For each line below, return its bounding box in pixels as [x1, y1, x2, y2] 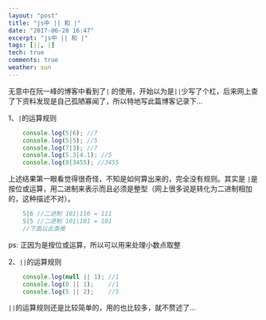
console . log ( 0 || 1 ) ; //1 [22, 280, 119, 288]
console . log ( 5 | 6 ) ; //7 [22, 129, 98, 137]
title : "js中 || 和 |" [8, 19, 81, 27]
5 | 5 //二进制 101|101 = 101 [22, 217, 112, 225]
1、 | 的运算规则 [8, 113, 57, 123]
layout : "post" [8, 11, 59, 20]
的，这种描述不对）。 [8, 194, 75, 204]
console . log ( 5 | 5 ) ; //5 [22, 136, 98, 144]
